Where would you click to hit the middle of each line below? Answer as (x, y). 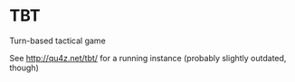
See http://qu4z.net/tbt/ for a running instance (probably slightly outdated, (148, 58)
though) (24, 68)
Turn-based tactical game (57, 41)
